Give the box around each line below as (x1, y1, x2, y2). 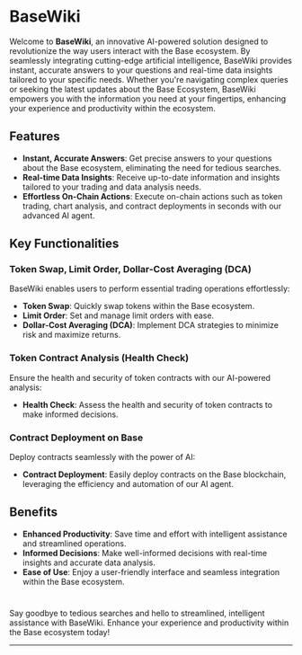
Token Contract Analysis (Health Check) (9, 352, 190, 365)
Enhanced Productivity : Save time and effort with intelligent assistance (22, 528, 288, 539)
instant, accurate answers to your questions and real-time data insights (9, 65, 273, 75)
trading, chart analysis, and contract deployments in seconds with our (22, 200, 281, 211)
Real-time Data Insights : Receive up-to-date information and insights (22, 172, 280, 182)
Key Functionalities (9, 236, 120, 252)
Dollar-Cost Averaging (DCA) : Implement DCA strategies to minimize (22, 320, 280, 331)
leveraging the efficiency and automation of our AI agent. (22, 479, 234, 490)
